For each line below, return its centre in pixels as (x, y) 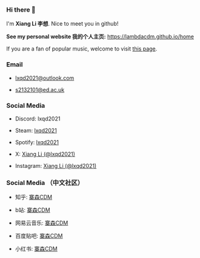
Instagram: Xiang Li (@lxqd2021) (56, 166)
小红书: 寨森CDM (36, 249)
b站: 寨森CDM (32, 210)
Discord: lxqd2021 (38, 119)
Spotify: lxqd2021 (37, 142)
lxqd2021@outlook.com (45, 78)
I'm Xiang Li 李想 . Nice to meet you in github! (62, 24)
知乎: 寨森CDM (34, 197)
